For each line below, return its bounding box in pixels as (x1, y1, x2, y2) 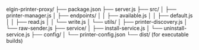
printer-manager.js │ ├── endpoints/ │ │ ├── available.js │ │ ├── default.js (6, 12, 193, 19)
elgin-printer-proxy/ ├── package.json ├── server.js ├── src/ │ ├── (6, 6, 177, 12)
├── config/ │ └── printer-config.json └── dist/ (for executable (31, 31, 189, 38)
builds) (6, 37, 23, 44)
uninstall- (163, 24, 187, 32)
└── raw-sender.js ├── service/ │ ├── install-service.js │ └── (6, 24, 163, 32)
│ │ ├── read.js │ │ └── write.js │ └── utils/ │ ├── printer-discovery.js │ (6, 18, 188, 25)
